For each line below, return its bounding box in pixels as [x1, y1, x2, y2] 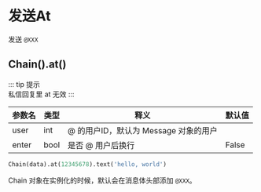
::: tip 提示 [8, 79, 41, 89]
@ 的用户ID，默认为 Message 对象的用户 [67, 125, 218, 136]
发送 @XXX [8, 34, 39, 44]
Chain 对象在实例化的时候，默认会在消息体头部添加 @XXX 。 [8, 176, 197, 185]
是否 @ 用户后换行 [67, 139, 135, 150]
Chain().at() [8, 58, 67, 71]
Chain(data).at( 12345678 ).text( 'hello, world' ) [8, 160, 167, 168]
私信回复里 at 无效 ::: [8, 89, 75, 99]
